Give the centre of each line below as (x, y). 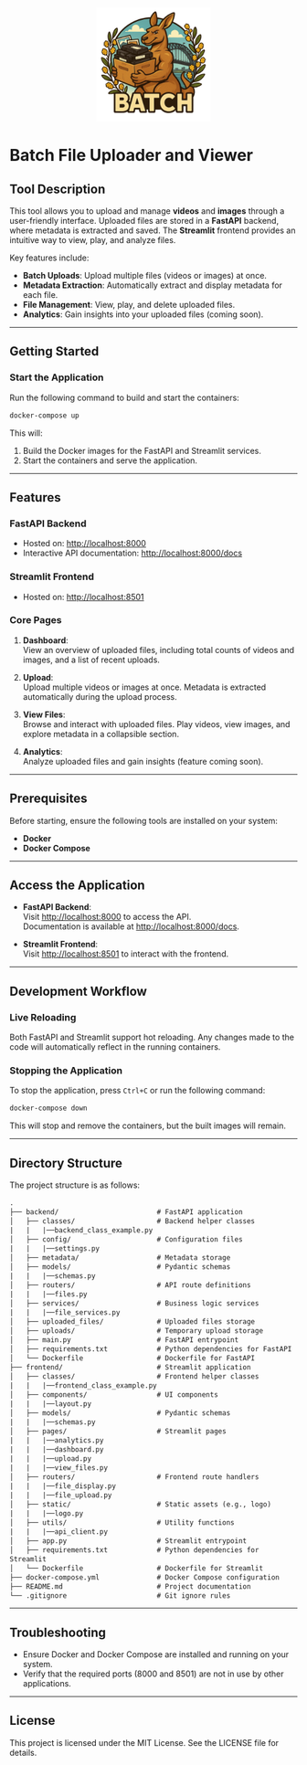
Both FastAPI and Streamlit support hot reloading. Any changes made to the (152, 1037)
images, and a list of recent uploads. (91, 660)
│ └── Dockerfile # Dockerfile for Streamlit (136, 1569)
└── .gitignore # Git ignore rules (120, 1596)
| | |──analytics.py (57, 1441)
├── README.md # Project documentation (130, 1587)
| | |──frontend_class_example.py (83, 1386)
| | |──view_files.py (58, 1468)
